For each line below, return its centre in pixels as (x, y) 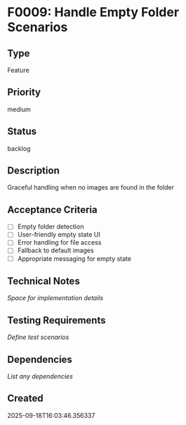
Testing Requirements (57, 320)
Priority (24, 92)
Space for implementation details (55, 298)
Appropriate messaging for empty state (74, 259)
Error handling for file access (59, 242)
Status (22, 131)
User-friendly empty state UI (59, 235)
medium (19, 109)
